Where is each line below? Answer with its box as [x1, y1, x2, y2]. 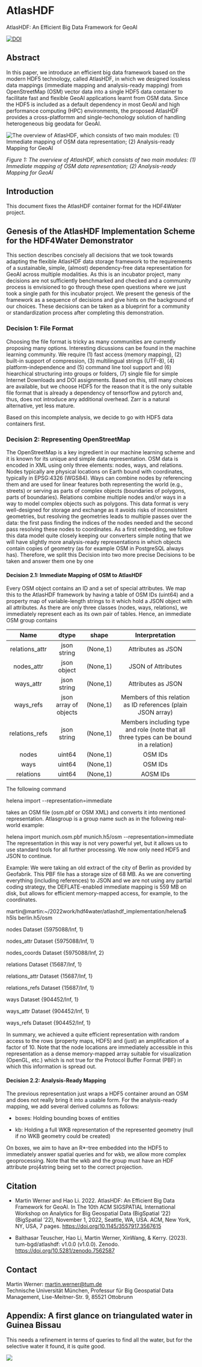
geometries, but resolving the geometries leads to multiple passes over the [6, 513, 192, 520]
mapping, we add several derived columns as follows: [6, 1103, 139, 1110]
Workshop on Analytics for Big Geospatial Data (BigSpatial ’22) [14, 1210, 171, 1217]
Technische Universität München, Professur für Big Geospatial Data [6, 1287, 174, 1294]
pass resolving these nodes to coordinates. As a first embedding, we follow [6, 525, 193, 533]
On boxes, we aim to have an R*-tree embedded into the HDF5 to [6, 1144, 168, 1151]
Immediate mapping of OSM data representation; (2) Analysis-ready [6, 162, 176, 169]
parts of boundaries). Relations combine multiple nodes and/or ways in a [6, 493, 186, 501]
